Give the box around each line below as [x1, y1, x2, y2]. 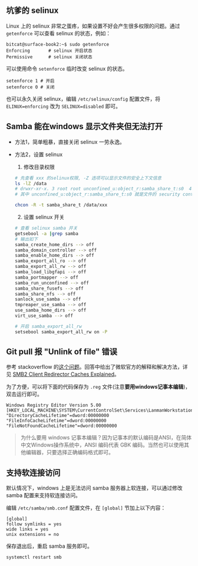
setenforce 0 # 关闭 [6, 84, 55, 90]
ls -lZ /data [14, 180, 47, 187]
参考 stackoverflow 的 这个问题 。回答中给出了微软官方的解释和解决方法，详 [6, 363, 188, 370]
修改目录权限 [23, 163, 55, 170]
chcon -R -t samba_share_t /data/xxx [14, 202, 108, 208]
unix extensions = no [6, 532, 60, 538]
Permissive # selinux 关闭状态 [6, 54, 93, 60]
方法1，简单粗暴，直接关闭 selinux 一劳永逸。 [14, 138, 125, 145]
